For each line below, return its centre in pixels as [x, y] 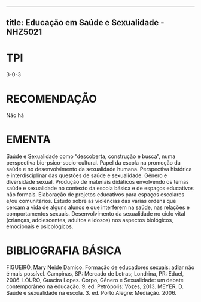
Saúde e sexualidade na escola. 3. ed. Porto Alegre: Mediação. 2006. [91, 293]
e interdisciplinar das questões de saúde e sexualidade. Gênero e [87, 175]
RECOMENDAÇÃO [52, 99]
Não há [15, 115]
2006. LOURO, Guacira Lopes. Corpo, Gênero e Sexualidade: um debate [95, 280]
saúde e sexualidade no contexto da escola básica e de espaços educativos [100, 188]
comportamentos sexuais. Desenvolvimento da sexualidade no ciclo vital [96, 214]
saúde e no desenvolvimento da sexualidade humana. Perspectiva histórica [99, 169]
